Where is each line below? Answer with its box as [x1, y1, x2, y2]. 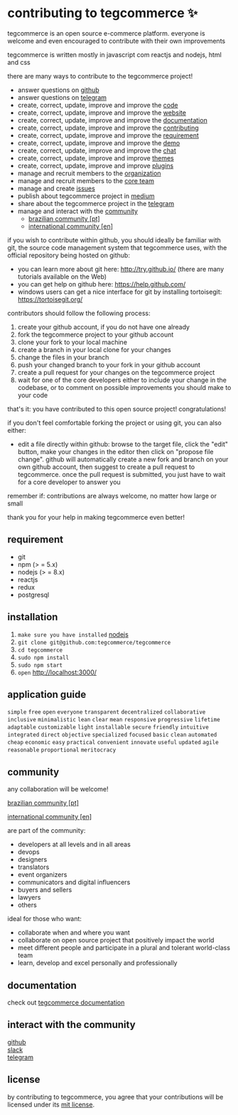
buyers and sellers [17, 885, 72, 894]
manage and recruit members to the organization [17, 169, 161, 178]
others [17, 900, 37, 910]
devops [17, 848, 40, 856]
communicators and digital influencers [17, 878, 131, 887]
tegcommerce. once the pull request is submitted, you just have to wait [17, 470, 226, 478]
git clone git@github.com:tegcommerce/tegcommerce [17, 639, 171, 646]
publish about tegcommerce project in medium [17, 191, 155, 200]
